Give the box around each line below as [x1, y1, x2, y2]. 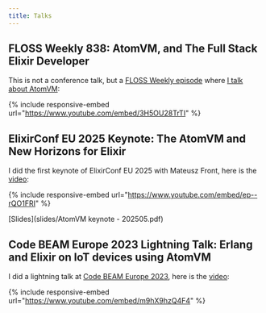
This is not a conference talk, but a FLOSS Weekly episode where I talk [8, 76, 243, 86]
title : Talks [8, 11, 52, 20]
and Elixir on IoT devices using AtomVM [8, 250, 211, 264]
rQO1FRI [8, 198, 36, 208]
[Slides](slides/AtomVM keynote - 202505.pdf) [8, 215, 164, 224]
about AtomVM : [8, 84, 60, 94]
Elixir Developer [8, 54, 90, 69]
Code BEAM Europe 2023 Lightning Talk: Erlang [8, 237, 253, 251]
